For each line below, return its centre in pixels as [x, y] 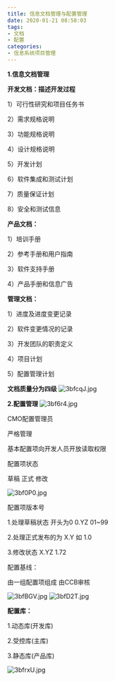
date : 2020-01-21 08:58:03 [47, 20]
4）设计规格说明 [31, 149]
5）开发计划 [25, 164]
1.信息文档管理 [28, 74]
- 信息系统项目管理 [32, 54]
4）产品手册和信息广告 [41, 283]
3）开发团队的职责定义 [40, 343]
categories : [25, 47]
